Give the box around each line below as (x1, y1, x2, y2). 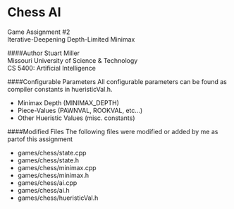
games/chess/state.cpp (17, 148, 87, 157)
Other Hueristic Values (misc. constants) (17, 114, 135, 122)
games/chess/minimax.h (17, 171, 90, 179)
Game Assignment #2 (7, 28, 70, 36)
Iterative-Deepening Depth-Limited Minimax (7, 35, 135, 43)
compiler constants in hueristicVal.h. (7, 85, 113, 93)
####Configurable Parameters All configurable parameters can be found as (7, 77, 227, 85)
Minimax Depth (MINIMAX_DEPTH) (17, 98, 120, 107)
